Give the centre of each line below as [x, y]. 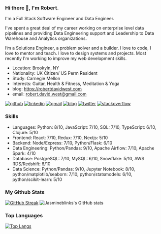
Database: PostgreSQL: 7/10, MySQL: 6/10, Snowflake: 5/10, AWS [78, 158]
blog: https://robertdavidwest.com [47, 89]
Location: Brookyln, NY [36, 68]
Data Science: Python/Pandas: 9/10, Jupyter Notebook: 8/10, [74, 169]
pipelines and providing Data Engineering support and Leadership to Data [80, 33]
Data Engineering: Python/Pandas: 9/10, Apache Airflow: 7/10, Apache [83, 148]
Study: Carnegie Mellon [36, 79]
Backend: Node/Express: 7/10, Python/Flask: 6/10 [62, 143]
